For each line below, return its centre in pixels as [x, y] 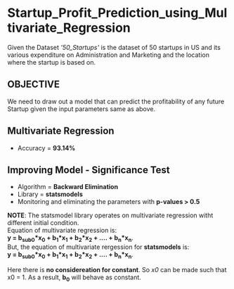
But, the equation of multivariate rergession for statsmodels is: [98, 247]
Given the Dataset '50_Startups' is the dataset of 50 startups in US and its [114, 47]
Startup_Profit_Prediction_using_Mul [117, 13]
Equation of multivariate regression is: [62, 231]
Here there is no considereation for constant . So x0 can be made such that [117, 269]
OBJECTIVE [33, 85]
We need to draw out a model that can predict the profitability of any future [116, 101]
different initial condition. [43, 223]
